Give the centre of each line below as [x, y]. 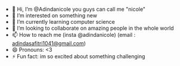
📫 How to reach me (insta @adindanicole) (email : [74, 35]
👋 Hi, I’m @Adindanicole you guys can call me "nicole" [79, 9]
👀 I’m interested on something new [54, 15]
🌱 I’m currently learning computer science [63, 22]
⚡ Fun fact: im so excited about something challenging [78, 56]
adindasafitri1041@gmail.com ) [49, 43]
